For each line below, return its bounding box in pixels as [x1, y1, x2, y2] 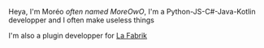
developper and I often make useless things [8, 15, 154, 25]
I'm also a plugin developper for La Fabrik [8, 31, 148, 40]
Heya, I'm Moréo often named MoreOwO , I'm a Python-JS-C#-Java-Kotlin [8, 7, 256, 16]
